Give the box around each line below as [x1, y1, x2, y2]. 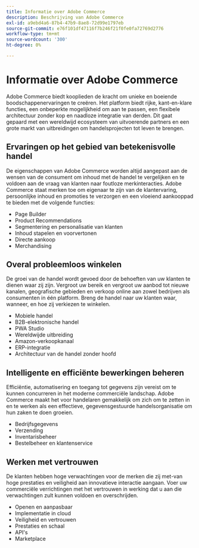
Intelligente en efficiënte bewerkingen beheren [6, 368, 185, 378]
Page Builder [14, 210, 46, 218]
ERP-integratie [14, 344, 51, 351]
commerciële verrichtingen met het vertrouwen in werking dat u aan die [6, 485, 182, 493]
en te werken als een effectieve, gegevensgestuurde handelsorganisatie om [6, 403, 192, 410]
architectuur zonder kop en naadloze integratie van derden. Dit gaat [6, 112, 173, 119]
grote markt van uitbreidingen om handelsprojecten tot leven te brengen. [6, 124, 185, 131]
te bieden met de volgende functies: [6, 198, 95, 206]
